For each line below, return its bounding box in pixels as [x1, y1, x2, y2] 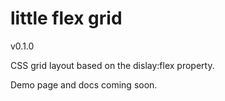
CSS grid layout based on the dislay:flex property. [10, 59, 215, 71]
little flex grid [10, 7, 123, 30]
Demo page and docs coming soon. [10, 78, 158, 91]
